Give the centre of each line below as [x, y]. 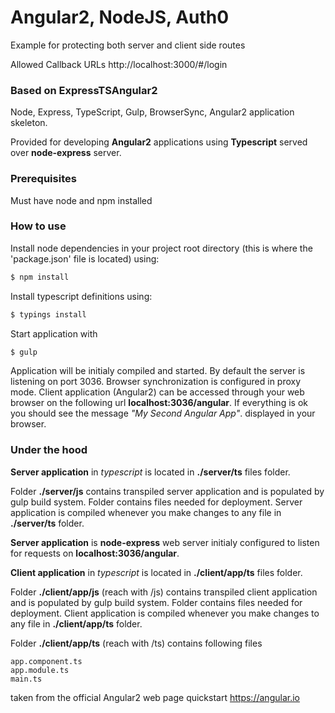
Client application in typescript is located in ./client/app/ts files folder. [156, 572]
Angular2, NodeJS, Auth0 [120, 17]
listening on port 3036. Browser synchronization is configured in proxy [156, 382]
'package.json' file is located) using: [85, 258]
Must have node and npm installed [81, 200]
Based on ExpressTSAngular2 [84, 90]
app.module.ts [40, 670]
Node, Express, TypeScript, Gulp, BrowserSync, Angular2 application [152, 112]
